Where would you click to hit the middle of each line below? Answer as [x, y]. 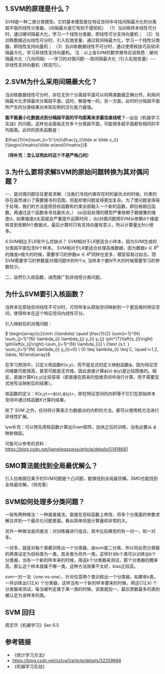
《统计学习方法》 [29, 655]
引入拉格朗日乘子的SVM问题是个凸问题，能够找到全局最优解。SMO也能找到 [82, 479]
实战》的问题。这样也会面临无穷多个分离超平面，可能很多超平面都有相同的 [80, 124]
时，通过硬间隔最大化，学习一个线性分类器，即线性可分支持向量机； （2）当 [82, 34]
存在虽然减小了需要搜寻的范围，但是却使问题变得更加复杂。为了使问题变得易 [82, 200]
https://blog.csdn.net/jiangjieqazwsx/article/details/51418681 [67, 449]
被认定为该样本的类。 [27, 595]
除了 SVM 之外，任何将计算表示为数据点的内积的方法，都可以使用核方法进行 [82, 410]
